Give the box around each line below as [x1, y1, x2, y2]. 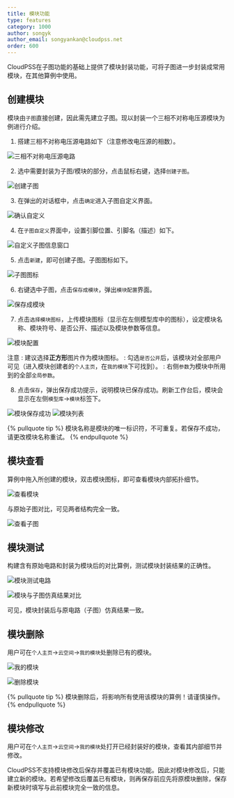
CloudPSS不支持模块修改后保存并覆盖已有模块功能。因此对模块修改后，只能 [7, 766, 225, 774]
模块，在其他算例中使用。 [7, 71, 81, 80]
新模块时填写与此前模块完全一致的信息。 [7, 783, 123, 792]
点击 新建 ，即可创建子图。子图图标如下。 [17, 255, 132, 264]
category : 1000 [7, 23, 52, 30]
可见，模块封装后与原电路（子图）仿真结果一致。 [7, 606, 148, 615]
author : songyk [7, 29, 52, 37]
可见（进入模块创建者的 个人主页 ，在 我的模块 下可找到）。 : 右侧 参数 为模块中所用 [7, 362, 226, 370]
